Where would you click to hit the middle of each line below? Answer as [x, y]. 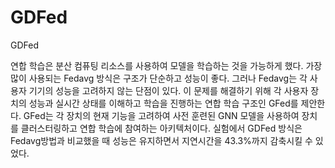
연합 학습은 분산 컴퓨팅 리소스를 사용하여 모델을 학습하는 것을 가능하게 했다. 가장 [166, 65]
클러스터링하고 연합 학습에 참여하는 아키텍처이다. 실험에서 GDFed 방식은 [161, 128]
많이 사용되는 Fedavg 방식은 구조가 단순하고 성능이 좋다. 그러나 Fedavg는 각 [159, 78]
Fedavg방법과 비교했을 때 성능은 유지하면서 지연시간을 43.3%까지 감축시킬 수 [161, 140]
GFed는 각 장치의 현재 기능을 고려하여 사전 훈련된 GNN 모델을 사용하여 [161, 115]
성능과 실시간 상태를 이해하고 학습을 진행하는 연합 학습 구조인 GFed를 [163, 103]
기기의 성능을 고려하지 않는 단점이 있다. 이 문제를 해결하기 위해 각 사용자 [168, 90]
